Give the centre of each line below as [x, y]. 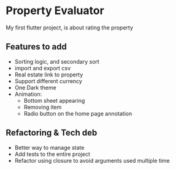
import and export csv [43, 68]
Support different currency [48, 81]
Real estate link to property [49, 75]
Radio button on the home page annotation [78, 113]
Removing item [43, 107]
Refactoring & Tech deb [52, 133]
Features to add [36, 47]
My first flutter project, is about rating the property [69, 28]
